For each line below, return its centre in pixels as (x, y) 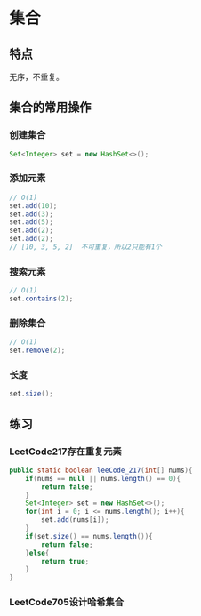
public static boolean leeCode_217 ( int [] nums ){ (101, 470)
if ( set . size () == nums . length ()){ (89, 536)
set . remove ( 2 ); (37, 351)
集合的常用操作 (50, 108)
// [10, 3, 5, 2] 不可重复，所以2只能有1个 (85, 247)
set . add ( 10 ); (33, 205)
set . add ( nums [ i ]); (75, 520)
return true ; (65, 561)
